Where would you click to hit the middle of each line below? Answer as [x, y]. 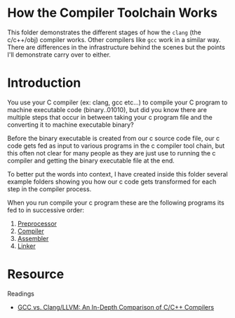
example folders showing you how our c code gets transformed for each [112, 181]
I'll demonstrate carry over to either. [59, 55]
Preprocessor [37, 223]
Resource [36, 274]
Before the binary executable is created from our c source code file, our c [114, 138]
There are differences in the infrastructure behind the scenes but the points [116, 47]
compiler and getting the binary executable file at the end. [91, 160]
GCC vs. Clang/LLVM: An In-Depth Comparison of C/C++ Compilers [116, 307]
